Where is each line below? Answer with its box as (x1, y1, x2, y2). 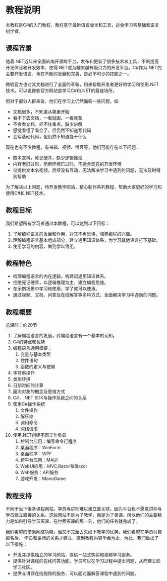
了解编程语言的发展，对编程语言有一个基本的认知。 (12, 333, 117, 339)
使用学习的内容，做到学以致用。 (12, 243, 78, 249)
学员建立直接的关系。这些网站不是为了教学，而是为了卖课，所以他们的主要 (5, 512, 158, 518)
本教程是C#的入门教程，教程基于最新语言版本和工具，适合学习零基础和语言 (5, 22, 160, 28)
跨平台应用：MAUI (20, 457, 58, 463)
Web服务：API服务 (20, 470, 58, 476)
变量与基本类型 (20, 351, 51, 357)
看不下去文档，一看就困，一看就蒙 (12, 115, 83, 121)
